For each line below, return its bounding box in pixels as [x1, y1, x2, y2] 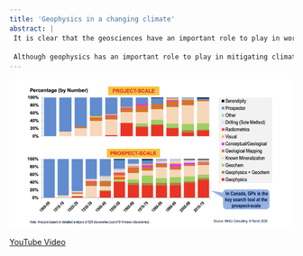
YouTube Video [9, 237, 66, 248]
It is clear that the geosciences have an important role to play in [13, 33, 280, 42]
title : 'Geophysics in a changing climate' [9, 14, 176, 23]
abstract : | [9, 23, 54, 33]
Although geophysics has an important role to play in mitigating [13, 52, 269, 62]
